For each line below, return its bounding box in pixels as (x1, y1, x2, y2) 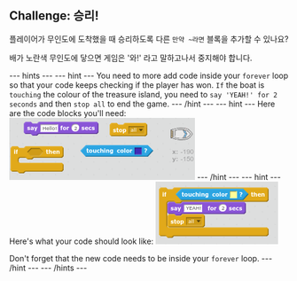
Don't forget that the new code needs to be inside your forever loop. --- (9, 253, 273, 263)
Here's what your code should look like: (9, 236, 154, 246)
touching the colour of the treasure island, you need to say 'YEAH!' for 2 (9, 89, 277, 99)
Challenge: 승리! (9, 8, 99, 24)
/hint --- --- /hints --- (9, 262, 88, 273)
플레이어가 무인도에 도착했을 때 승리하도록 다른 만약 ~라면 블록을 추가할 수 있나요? (9, 34, 289, 44)
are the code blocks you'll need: (9, 107, 127, 118)
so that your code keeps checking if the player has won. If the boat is (9, 79, 265, 90)
